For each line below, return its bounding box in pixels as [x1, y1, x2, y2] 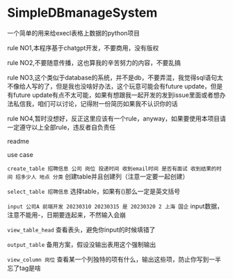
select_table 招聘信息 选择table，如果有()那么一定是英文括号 [7, 187, 181, 195]
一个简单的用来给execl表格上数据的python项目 [7, 29, 140, 37]
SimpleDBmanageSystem [7, 5, 158, 21]
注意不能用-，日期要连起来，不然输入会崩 [7, 211, 127, 219]
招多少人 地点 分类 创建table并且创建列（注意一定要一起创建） [15, 172, 189, 181]
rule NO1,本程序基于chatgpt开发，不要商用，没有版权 [7, 43, 159, 52]
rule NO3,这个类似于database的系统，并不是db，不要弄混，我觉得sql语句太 [7, 73, 224, 82]
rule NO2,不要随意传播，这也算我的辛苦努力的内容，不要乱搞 [7, 58, 181, 67]
